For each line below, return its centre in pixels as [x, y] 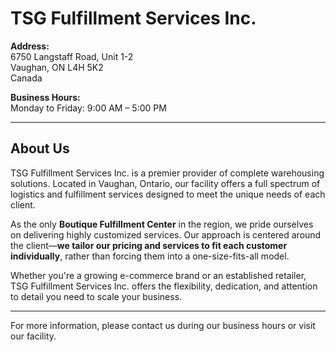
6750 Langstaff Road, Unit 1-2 [72, 56]
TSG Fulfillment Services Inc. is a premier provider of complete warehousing [167, 173]
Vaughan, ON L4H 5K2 [57, 67]
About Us [40, 148]
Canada [26, 78]
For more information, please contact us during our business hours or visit [163, 325]
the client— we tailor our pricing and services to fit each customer [149, 245]
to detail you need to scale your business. [96, 296]
